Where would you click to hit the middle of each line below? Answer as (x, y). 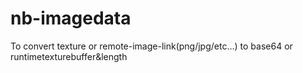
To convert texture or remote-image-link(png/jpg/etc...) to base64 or (151, 46)
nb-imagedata (71, 18)
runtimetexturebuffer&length (69, 56)
